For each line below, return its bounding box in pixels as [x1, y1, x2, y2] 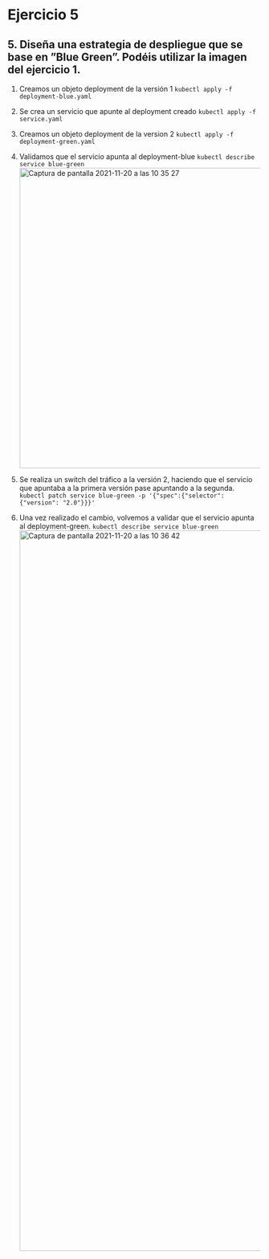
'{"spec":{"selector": [149, 492, 225, 500]
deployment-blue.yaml [18, 92, 92, 100]
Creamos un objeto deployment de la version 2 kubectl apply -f [18, 129, 234, 138]
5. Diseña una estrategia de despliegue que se [7, 38, 243, 51]
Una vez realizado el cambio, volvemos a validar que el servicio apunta [18, 513, 255, 522]
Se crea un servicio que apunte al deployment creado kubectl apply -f [18, 107, 256, 116]
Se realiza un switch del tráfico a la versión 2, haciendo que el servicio [18, 475, 253, 484]
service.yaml [18, 115, 63, 123]
